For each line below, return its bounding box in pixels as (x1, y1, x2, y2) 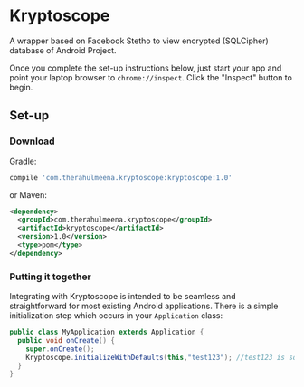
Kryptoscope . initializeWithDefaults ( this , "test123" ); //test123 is (25, 353, 285, 362)
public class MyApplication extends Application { (9, 327, 204, 337)
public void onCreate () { (17, 335, 116, 345)
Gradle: (9, 156, 37, 166)
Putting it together (9, 270, 92, 283)
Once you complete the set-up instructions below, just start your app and (9, 62, 282, 73)
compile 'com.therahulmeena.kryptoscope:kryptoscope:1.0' (9, 173, 233, 182)
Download (9, 135, 56, 147)
